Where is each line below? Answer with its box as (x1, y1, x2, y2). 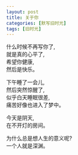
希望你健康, (6, 58, 35, 65)
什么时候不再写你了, (6, 43, 56, 50)
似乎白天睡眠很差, (6, 94, 50, 101)
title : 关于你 (6, 15, 39, 21)
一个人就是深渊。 (6, 142, 49, 150)
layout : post (6, 8, 39, 15)
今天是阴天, (6, 114, 35, 122)
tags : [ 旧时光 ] (6, 25, 42, 32)
